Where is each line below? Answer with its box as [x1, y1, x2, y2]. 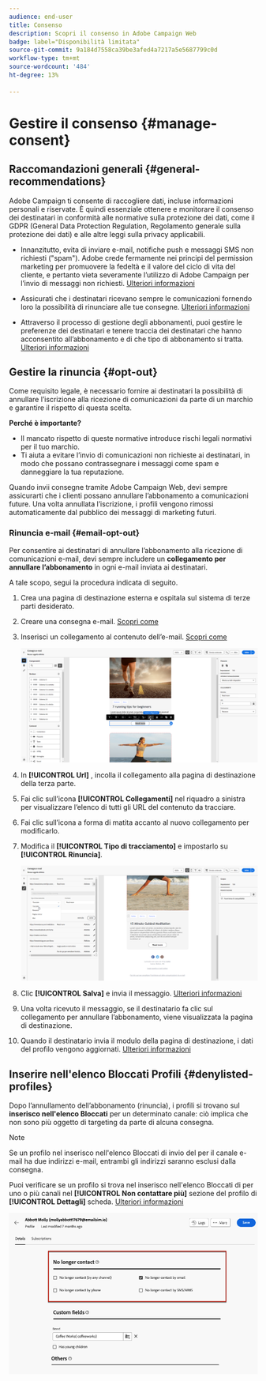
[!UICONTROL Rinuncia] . [20, 850, 103, 860]
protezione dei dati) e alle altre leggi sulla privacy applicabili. [9, 229, 206, 239]
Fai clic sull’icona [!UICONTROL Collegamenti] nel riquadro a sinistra [20, 794, 245, 803]
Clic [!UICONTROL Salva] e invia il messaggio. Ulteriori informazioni [20, 988, 242, 999]
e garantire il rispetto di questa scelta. [9, 403, 133, 412]
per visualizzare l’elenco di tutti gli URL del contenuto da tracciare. [20, 803, 236, 812]
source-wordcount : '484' [9, 63, 91, 71]
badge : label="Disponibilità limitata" [9, 38, 140, 46]
